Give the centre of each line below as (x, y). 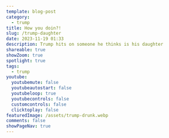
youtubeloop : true (34, 93)
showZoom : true (25, 55)
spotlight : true (26, 60)
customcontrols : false (39, 104)
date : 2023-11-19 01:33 (35, 39)
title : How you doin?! (34, 28)
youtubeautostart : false (42, 88)
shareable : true (26, 50)
